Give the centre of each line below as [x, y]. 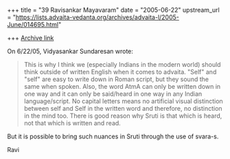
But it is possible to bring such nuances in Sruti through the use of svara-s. [113, 136]
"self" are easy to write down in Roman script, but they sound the [116, 79]
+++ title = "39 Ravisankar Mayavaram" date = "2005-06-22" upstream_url [113, 10]
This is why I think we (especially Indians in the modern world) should [122, 64]
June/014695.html [33, 24]
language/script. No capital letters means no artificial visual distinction [123, 101]
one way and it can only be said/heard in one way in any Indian [113, 94]
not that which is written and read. [72, 123]
